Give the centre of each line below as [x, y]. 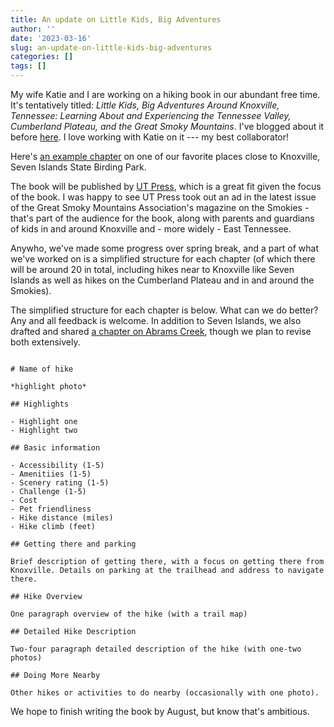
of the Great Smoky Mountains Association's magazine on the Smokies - [160, 207]
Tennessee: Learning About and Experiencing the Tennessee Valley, [151, 115]
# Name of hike [42, 369]
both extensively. [45, 342]
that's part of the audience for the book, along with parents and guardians [162, 218]
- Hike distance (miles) [62, 518]
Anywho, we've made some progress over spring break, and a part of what [164, 248]
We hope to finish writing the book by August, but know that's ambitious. [160, 711]
